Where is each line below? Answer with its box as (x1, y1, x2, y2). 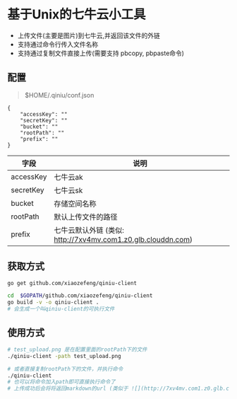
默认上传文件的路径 (54, 212, 118, 221)
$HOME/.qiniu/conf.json (24, 91, 95, 99)
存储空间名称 (54, 199, 97, 209)
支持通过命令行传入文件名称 (17, 40, 99, 48)
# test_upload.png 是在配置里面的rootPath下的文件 (7, 346, 147, 353)
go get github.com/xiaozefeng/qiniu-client (7, 279, 138, 287)
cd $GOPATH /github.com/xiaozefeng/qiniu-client (7, 292, 153, 299)
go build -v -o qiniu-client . (7, 299, 99, 306)
